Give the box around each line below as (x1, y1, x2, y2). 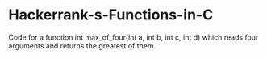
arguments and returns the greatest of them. (8, 40, 156, 50)
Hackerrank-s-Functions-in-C (8, 6, 214, 24)
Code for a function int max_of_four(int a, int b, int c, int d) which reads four (8, 32, 259, 42)
